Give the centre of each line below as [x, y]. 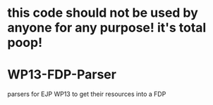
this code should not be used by [103, 13]
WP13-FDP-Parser [62, 75]
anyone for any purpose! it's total [107, 28]
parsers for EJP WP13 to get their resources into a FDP [87, 94]
